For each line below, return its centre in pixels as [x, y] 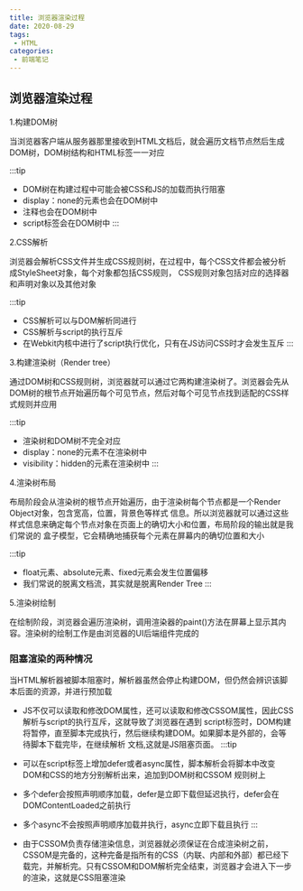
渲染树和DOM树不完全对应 [72, 441]
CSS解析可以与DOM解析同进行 [79, 320]
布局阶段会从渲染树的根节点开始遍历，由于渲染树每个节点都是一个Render [145, 501]
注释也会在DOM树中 [60, 211]
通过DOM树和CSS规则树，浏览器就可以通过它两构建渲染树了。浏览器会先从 [149, 381]
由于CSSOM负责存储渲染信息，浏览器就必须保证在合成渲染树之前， [147, 844]
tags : [19, 34]
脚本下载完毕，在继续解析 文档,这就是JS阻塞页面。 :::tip [133, 745]
